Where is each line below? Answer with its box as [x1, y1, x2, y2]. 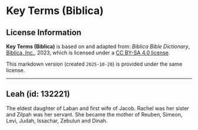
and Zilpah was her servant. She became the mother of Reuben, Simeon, [6, 111, 183, 118]
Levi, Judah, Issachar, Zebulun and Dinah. [6, 117, 108, 124]
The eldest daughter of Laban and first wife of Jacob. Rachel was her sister [6, 104, 190, 112]
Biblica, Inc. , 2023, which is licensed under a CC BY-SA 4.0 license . [6, 49, 170, 56]
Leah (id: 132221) [6, 89, 70, 99]
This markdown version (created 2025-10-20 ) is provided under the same [6, 60, 183, 67]
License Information [6, 28, 81, 37]
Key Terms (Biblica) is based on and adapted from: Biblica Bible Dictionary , [6, 43, 190, 50]
